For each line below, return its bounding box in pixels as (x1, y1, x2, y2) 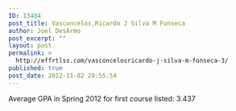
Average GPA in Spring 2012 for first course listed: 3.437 (8, 93, 196, 103)
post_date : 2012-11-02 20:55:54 (8, 72, 117, 80)
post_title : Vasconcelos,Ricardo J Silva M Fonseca (8, 19, 185, 27)
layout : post (8, 42, 52, 50)
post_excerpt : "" (8, 34, 67, 43)
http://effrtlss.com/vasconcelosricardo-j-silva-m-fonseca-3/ (15, 57, 229, 65)
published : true (8, 64, 63, 72)
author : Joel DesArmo (8, 27, 81, 35)
